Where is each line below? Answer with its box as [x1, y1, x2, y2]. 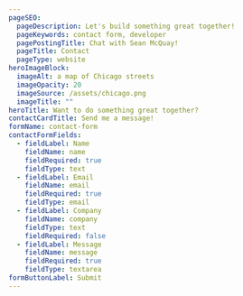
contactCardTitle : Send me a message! [8, 114, 154, 123]
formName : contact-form [8, 123, 98, 132]
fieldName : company [24, 214, 98, 224]
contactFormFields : [8, 131, 82, 140]
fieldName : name [24, 147, 87, 156]
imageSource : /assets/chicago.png [16, 88, 146, 97]
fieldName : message [24, 248, 98, 257]
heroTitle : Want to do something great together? [8, 106, 200, 115]
